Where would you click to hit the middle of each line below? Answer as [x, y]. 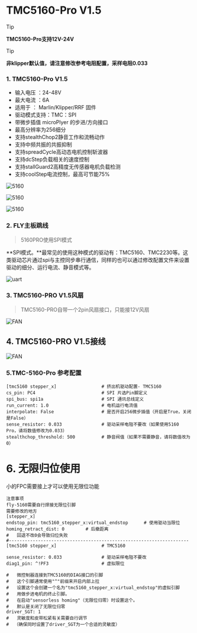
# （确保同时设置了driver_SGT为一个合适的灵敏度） [63, 624]
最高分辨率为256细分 [40, 130]
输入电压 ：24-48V [38, 93]
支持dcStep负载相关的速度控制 [52, 159]
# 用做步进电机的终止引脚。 [38, 594]
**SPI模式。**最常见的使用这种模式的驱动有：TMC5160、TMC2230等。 [95, 252]
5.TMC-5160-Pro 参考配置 [44, 373]
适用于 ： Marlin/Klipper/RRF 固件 [55, 107]
